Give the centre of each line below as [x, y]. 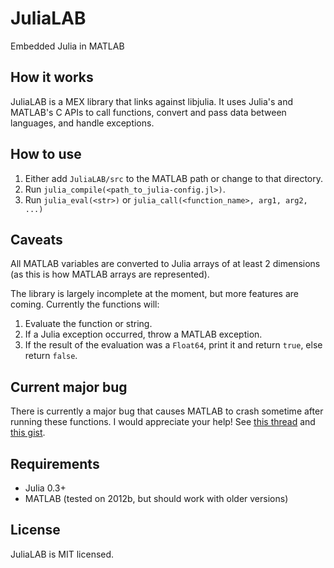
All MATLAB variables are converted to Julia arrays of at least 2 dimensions [165, 264]
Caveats [36, 239]
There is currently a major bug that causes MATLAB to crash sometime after [167, 411]
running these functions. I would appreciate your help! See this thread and [163, 422]
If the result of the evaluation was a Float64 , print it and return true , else [173, 345]
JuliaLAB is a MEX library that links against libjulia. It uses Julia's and [152, 101]
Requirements [55, 463]
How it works [52, 77]
